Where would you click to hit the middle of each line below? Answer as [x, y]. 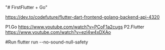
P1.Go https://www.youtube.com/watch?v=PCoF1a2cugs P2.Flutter [75, 27]
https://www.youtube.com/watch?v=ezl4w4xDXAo [58, 32]
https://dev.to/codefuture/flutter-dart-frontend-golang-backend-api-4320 [82, 17]
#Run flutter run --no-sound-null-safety [47, 42]
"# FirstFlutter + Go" [26, 7]
